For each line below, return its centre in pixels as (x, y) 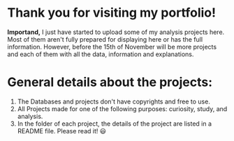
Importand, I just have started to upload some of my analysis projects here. (116, 32)
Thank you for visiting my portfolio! (112, 13)
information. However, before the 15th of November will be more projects (112, 47)
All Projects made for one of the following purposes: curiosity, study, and (122, 108)
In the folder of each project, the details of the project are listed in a (114, 124)
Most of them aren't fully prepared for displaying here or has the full (105, 39)
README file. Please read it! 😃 (62, 131)
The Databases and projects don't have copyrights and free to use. (114, 101)
